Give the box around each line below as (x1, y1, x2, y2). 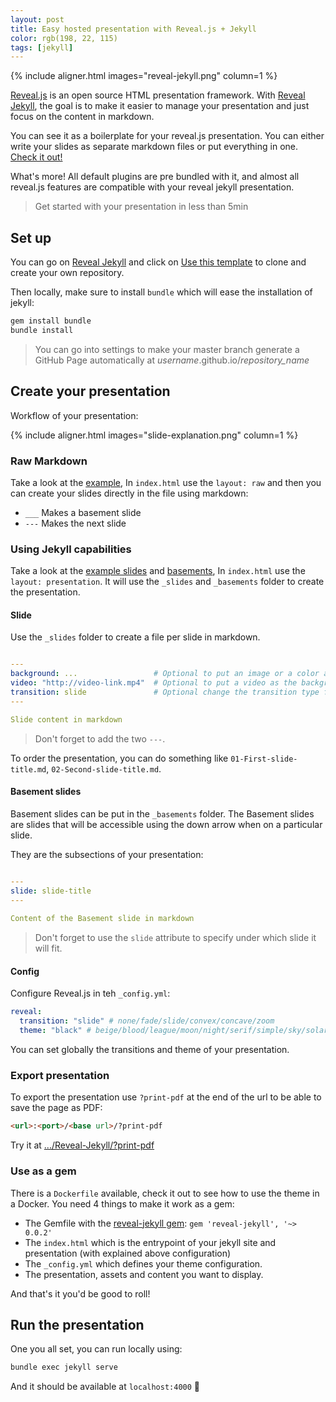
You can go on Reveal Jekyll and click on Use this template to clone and (10, 256, 307, 268)
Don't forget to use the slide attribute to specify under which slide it (34, 932, 317, 944)
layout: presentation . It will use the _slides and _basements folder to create (10, 576, 325, 588)
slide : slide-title (10, 886, 92, 896)
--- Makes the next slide (24, 517, 127, 529)
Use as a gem (10, 1164, 77, 1178)
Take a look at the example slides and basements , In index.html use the (10, 565, 306, 577)
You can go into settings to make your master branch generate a (34, 343, 300, 355)
